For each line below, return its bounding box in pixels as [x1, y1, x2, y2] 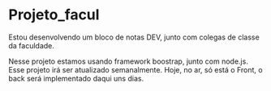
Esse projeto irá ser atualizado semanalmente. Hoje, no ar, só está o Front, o [8, 64, 263, 74]
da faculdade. [8, 40, 55, 50]
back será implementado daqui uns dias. [8, 73, 144, 83]
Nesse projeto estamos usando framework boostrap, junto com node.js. [8, 56, 249, 66]
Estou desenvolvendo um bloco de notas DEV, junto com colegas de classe [8, 32, 260, 42]
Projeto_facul [8, 6, 100, 24]
